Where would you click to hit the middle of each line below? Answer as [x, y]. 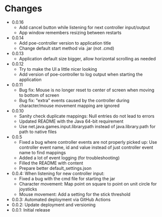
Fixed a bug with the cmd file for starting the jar [67, 178]
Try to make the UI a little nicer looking [58, 69]
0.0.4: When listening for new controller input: [58, 173]
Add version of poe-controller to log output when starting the [81, 74]
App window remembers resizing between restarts [70, 32]
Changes [23, 9]
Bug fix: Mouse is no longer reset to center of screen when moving [87, 90]
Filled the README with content [51, 163]
